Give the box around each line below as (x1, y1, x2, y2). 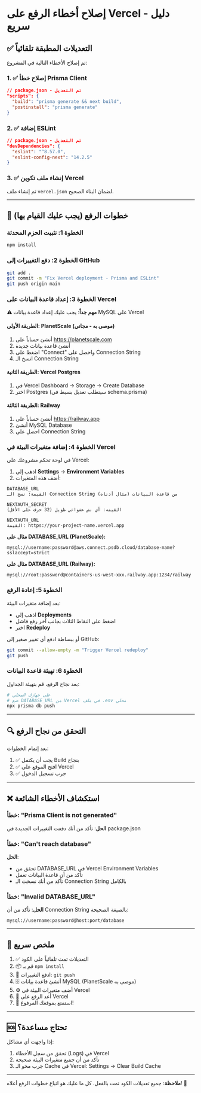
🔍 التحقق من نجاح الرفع (7, 725, 86, 736)
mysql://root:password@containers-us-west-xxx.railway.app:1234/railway (7, 572, 191, 578)
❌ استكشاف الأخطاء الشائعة (7, 793, 100, 803)
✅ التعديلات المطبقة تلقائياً (7, 43, 92, 53)
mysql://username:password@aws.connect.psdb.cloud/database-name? (7, 545, 175, 551)
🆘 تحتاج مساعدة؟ (7, 1022, 67, 1033)
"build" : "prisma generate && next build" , (12, 99, 122, 105)
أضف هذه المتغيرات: (15, 474, 61, 482)
